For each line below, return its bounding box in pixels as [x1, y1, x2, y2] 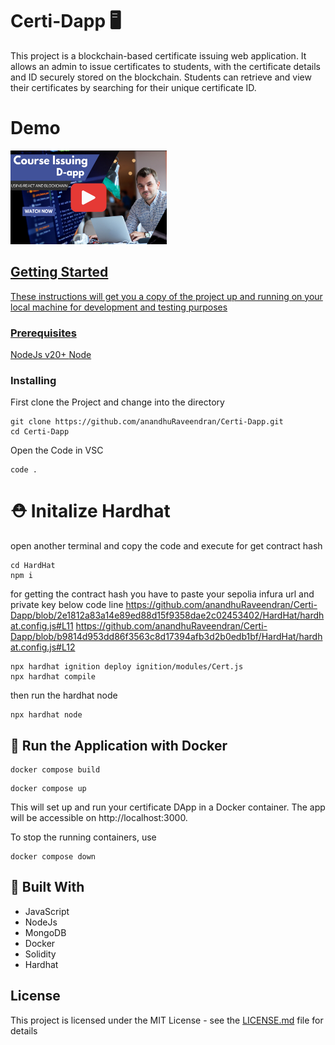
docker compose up [10, 784, 87, 794]
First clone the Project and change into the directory [10, 396, 225, 408]
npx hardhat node [10, 710, 83, 720]
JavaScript [24, 905, 70, 917]
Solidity [24, 948, 57, 960]
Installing [10, 373, 57, 387]
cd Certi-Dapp [10, 427, 70, 437]
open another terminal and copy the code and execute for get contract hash [10, 540, 323, 552]
